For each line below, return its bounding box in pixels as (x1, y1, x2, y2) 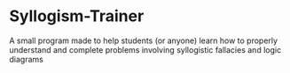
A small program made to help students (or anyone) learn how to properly (9, 35, 278, 46)
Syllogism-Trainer (9, 6, 145, 26)
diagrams (9, 54, 44, 64)
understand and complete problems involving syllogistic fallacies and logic (9, 44, 282, 55)
